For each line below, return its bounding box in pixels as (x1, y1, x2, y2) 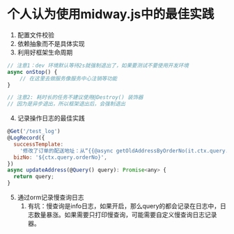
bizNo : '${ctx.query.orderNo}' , (13, 154, 108, 161)
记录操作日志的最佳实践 (17, 114, 85, 123)
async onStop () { (7, 68, 58, 75)
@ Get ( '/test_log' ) (7, 128, 61, 135)
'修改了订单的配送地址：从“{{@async (19, 147, 114, 154)
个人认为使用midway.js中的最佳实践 (7, 6, 214, 22)
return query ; (13, 173, 54, 180)
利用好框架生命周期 (17, 48, 73, 56)
